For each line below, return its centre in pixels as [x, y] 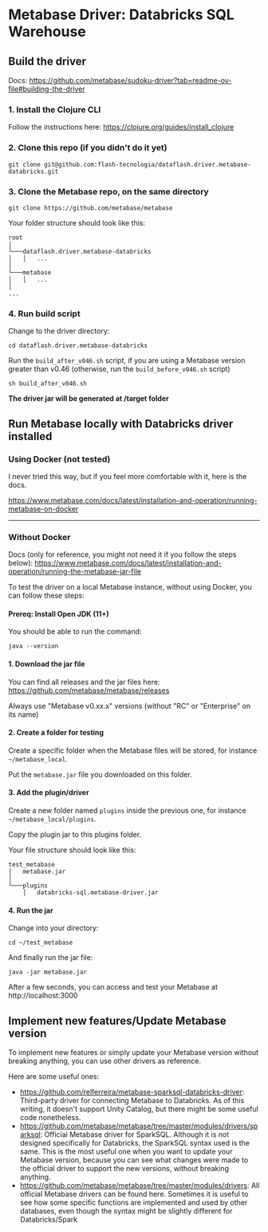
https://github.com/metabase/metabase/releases [89, 690]
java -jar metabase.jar [48, 972]
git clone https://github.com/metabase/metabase [91, 208]
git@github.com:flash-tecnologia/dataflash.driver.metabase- [147, 164]
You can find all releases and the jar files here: [84, 682]
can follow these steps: [47, 596]
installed [30, 436]
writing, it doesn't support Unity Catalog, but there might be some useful [139, 1109]
